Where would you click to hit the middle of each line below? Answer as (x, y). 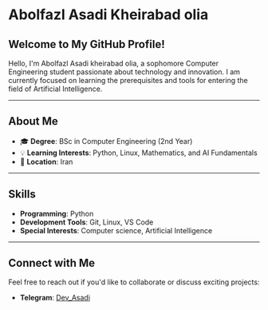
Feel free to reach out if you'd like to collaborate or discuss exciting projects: (134, 282)
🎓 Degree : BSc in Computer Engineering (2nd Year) (106, 141)
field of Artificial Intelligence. (55, 89)
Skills (22, 195)
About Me (33, 121)
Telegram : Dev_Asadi (55, 298)
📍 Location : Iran (46, 161)
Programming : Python (57, 213)
